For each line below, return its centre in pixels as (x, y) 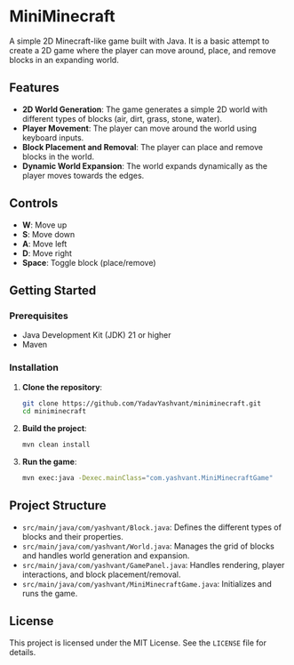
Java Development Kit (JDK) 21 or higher (96, 335)
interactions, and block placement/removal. (101, 574)
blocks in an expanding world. (64, 60)
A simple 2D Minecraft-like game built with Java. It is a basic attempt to (139, 41)
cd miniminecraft (54, 412)
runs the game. (50, 593)
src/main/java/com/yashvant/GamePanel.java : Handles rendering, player (153, 565)
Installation (34, 368)
